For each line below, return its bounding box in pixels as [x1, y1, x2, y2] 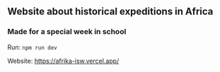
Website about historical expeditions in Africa [7, 6, 214, 18]
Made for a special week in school [7, 27, 127, 37]
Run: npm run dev [7, 42, 58, 52]
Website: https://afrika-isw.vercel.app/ [7, 56, 120, 65]
